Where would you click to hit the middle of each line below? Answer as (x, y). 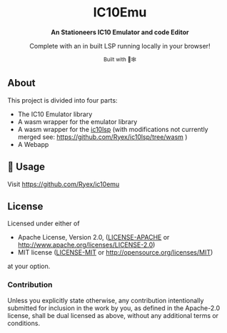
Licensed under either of (44, 224)
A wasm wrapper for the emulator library (77, 121)
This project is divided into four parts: (62, 100)
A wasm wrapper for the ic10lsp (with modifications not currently (113, 129)
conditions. (24, 323)
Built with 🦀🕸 (120, 59)
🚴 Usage (26, 167)
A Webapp (33, 144)
